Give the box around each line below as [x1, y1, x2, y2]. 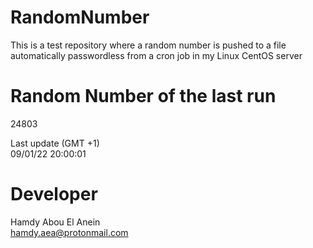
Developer [10, 183, 98, 206]
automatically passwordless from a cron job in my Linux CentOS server [10, 49, 303, 61]
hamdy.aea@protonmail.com [10, 226, 129, 238]
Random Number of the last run [10, 85, 277, 108]
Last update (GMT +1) [10, 137, 100, 149]
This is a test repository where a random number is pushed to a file [10, 39, 287, 51]
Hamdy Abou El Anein [10, 216, 101, 228]
